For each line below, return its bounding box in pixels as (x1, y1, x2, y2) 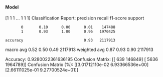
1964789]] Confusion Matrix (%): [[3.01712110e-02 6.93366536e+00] (5, 61, 149, 67)
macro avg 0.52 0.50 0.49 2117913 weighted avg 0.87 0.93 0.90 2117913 (5, 46, 154, 52)
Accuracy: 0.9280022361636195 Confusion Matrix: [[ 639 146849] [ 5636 (5, 56, 158, 62)
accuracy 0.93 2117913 (5, 38, 115, 43)
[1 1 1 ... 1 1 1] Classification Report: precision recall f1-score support (5, 15, 144, 21)
